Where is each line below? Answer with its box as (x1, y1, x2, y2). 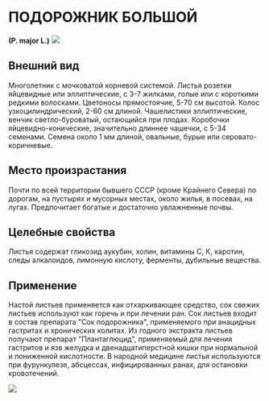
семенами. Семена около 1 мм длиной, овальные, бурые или (8, 131, 220, 141)
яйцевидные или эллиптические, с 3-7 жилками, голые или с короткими (8, 89, 259, 98)
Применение (8, 279, 77, 292)
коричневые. (8, 140, 53, 150)
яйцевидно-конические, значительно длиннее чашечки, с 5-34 (8, 123, 227, 133)
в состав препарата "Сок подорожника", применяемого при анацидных (8, 317, 256, 327)
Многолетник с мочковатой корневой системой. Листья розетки (8, 81, 232, 90)
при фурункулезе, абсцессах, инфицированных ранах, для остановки (8, 360, 248, 370)
